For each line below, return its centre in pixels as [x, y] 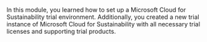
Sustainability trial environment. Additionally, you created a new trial [103, 17]
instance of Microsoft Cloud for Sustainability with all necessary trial [103, 24]
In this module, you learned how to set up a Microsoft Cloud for [96, 10]
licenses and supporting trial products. [61, 31]
